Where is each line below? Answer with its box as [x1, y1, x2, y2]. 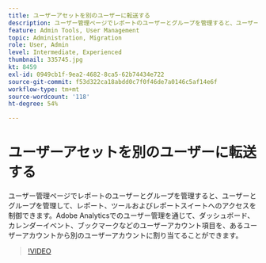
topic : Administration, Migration [8, 33, 123, 42]
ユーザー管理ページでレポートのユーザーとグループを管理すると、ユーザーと [8, 191, 257, 200]
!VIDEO [27, 246, 51, 256]
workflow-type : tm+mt [8, 85, 80, 93]
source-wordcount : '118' [8, 93, 90, 101]
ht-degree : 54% [8, 100, 59, 108]
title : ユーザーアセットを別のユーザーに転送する [8, 11, 150, 20]
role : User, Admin [8, 41, 69, 49]
